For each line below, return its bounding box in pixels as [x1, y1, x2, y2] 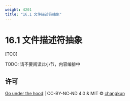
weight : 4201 [5, 7, 32, 12]
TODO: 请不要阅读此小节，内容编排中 [5, 61, 81, 67]
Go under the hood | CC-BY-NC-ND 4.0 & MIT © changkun [5, 91, 125, 97]
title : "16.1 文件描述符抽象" [5, 12, 62, 17]
